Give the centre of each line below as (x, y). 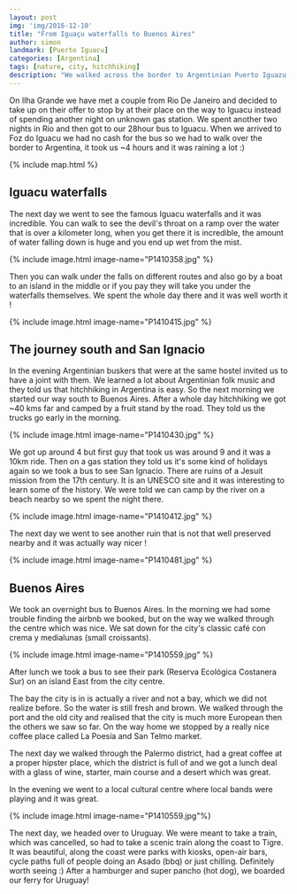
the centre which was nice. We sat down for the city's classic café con (138, 628)
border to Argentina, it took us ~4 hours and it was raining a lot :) (127, 147)
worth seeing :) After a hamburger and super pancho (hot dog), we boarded (147, 871)
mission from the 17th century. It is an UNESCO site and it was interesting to (147, 480)
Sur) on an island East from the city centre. (87, 681)
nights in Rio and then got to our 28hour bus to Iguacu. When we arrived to (145, 128)
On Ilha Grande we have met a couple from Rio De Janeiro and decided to (143, 100)
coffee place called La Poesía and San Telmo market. (106, 736)
